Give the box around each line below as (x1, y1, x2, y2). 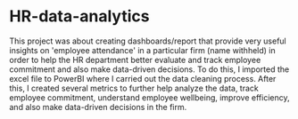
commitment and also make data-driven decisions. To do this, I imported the (9, 64, 290, 75)
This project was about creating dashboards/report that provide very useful (9, 36, 287, 46)
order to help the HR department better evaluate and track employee (9, 54, 261, 65)
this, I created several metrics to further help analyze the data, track (9, 83, 259, 93)
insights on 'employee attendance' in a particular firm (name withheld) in (9, 44, 276, 55)
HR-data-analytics (9, 6, 150, 27)
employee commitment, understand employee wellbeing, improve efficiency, (9, 91, 290, 103)
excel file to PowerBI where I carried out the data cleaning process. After (9, 73, 277, 83)
